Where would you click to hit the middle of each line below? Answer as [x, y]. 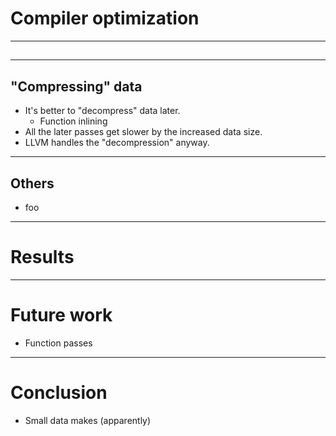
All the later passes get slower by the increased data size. [143, 132]
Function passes [58, 343]
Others [32, 183]
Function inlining [73, 121]
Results [42, 257]
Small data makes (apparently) [88, 420]
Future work [61, 315]
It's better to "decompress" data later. [102, 111]
